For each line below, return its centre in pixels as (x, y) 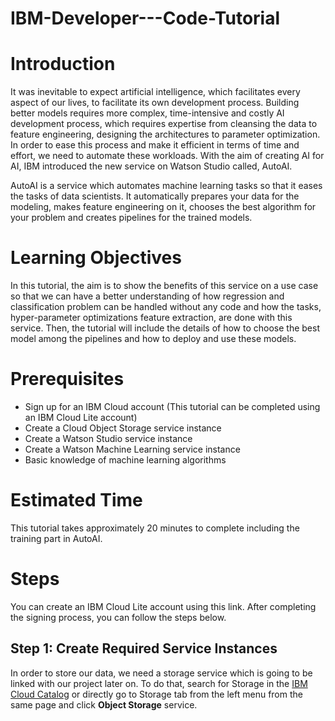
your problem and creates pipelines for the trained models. (131, 218)
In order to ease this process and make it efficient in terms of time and (155, 145)
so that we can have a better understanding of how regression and (147, 296)
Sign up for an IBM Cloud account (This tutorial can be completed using (172, 406)
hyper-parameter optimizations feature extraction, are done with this (151, 318)
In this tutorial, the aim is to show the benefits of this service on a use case (164, 286)
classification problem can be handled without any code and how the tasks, (166, 307)
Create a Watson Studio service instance (108, 438)
